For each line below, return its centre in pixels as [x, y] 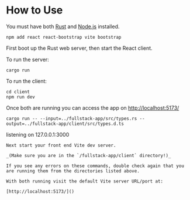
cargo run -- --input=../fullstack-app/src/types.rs [72, 118]
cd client [18, 91]
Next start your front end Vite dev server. [61, 145]
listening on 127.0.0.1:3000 [38, 134]
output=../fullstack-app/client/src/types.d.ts [65, 124]
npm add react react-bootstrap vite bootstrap [64, 37]
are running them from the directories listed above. [73, 171]
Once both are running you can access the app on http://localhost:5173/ [93, 108]
